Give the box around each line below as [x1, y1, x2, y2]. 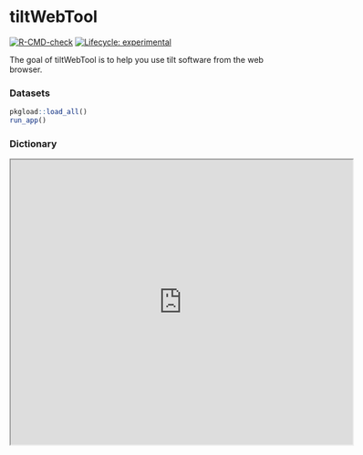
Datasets [9, 87, 50, 99]
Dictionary [9, 137, 57, 150]
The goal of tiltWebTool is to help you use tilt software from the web [9, 54, 264, 65]
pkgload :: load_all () [9, 108, 88, 117]
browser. [9, 64, 43, 75]
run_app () [9, 116, 47, 125]
